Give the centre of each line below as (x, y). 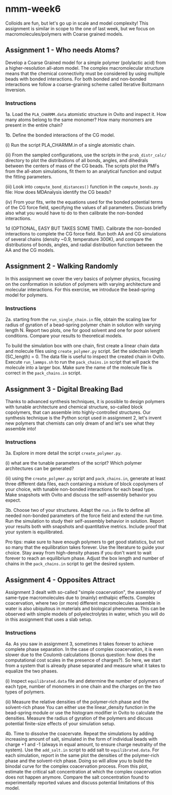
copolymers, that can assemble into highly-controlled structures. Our (78, 412)
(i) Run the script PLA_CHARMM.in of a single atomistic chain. (70, 145)
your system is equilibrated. (35, 532)
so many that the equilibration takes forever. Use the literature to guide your (85, 547)
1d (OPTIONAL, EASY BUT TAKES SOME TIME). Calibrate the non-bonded (83, 228)
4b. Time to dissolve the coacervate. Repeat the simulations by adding (80, 733)
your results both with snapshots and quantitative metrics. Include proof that (86, 527)
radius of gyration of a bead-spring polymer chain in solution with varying (83, 325)
